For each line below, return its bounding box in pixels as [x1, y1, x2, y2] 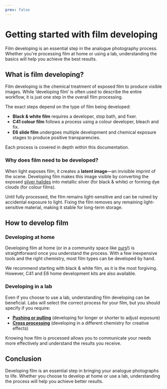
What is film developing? [5, 70, 84, 79]
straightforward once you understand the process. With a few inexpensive [5, 250, 158, 256]
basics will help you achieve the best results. [5, 56, 97, 62]
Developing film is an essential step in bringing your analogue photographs [5, 368, 159, 374]
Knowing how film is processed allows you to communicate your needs [5, 335, 151, 341]
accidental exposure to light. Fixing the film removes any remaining [5, 199, 143, 205]
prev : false [5, 7, 30, 12]
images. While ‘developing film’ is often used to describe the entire [5, 89, 142, 95]
